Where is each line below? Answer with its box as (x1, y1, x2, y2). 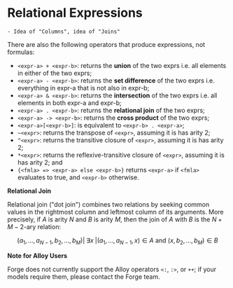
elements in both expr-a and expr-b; (17, 98, 122, 107)
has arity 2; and (17, 158, 63, 166)
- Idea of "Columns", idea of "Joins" (7, 28, 120, 35)
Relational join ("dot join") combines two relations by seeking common (7, 200, 210, 208)
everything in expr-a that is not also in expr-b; (17, 83, 150, 92)
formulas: (7, 48, 35, 56)
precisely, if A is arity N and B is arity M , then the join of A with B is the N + (7, 215, 223, 224)
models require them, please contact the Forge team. (7, 272, 160, 281)
